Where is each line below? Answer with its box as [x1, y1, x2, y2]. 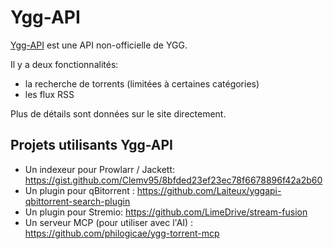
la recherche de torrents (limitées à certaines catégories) [24, 77, 260, 90]
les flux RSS [24, 88, 75, 100]
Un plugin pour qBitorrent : [24, 184, 135, 196]
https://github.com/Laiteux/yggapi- [136, 184, 282, 196]
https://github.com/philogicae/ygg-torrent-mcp [24, 227, 220, 239]
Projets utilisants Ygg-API [10, 137, 174, 154]
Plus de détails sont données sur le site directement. [10, 107, 227, 120]
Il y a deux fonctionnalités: [10, 58, 119, 70]
